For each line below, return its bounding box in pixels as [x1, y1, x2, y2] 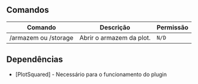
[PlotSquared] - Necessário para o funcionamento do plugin [15, 71, 167, 78]
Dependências [6, 55, 63, 65]
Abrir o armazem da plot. [79, 33, 151, 42]
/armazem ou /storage [9, 33, 74, 42]
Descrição [99, 23, 131, 31]
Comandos [6, 5, 49, 15]
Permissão [156, 23, 189, 31]
